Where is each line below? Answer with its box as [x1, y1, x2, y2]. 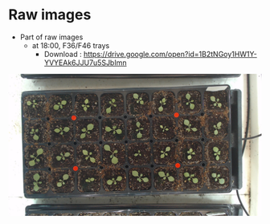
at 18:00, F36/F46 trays [31, 40, 110, 50]
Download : [43, 49, 82, 59]
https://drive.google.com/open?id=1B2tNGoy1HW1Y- [83, 49, 257, 59]
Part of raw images [19, 32, 84, 42]
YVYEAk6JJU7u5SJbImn [43, 58, 127, 67]
